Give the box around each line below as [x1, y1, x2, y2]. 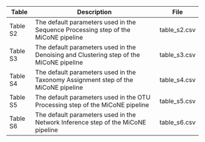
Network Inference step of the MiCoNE [35, 118, 146, 126]
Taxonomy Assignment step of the [35, 76, 133, 84]
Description [77, 8, 112, 16]
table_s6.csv [159, 118, 196, 126]
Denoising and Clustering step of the [35, 51, 140, 59]
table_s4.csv [159, 76, 196, 84]
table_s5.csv [159, 97, 196, 105]
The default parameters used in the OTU [35, 93, 151, 101]
